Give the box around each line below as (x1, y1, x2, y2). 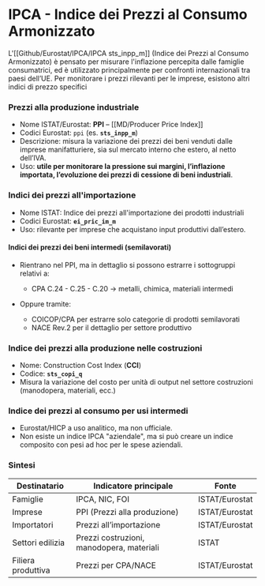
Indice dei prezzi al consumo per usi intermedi (8, 405, 188, 416)
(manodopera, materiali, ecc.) (19, 385, 116, 396)
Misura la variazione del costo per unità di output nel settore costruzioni (19, 378, 254, 387)
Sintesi (8, 460, 35, 471)
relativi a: (19, 269, 50, 278)
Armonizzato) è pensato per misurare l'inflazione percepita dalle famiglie (8, 57, 244, 66)
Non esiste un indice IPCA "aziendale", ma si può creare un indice (19, 432, 233, 441)
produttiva (12, 565, 50, 576)
